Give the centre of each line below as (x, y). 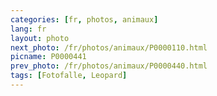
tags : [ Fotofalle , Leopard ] (69, 76)
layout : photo (40, 38)
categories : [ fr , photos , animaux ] (84, 19)
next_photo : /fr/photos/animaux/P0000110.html (109, 47)
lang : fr (28, 29)
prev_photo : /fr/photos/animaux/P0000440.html (109, 66)
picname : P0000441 (48, 57)
